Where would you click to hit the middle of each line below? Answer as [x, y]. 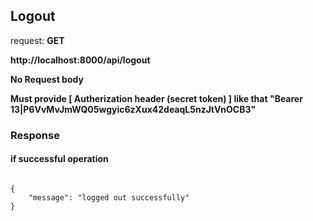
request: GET [37, 40]
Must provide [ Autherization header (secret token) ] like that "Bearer [156, 98]
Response [35, 135]
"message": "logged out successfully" [109, 197]
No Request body [47, 79]
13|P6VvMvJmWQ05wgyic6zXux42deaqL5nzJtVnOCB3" [133, 109]
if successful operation [59, 159]
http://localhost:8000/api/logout [80, 60]
